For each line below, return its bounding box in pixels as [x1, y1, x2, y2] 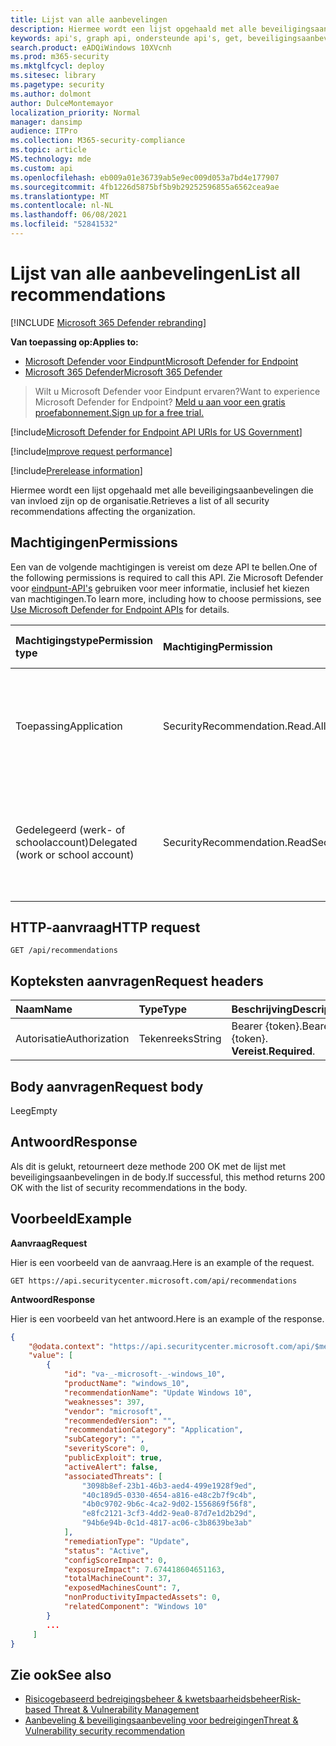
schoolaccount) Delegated [15, 835, 138, 849]
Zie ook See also [10, 1666, 112, 1683]
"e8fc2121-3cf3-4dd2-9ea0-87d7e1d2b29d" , [81, 1509, 257, 1519]
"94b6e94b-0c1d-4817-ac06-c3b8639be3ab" [81, 1518, 253, 1528]
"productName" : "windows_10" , [63, 1379, 190, 1389]
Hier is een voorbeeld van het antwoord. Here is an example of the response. [10, 1312, 325, 1325]
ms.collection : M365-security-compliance [10, 136, 186, 146]
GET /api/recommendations [10, 946, 118, 956]
